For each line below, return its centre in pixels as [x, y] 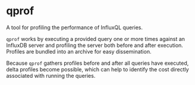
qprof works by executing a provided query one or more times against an [96, 39]
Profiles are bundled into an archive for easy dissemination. [79, 51]
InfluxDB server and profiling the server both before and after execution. [95, 45]
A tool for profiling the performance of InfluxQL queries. [75, 27]
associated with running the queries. [51, 75]
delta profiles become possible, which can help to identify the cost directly [97, 69]
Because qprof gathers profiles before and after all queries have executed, [97, 63]
